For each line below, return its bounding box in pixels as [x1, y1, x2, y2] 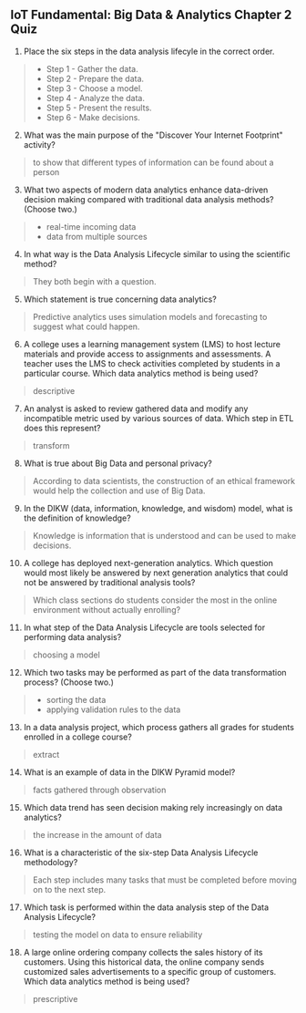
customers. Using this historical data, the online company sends [23, 956, 265, 967]
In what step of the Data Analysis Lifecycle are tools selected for [23, 622, 266, 633]
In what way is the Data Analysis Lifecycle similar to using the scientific [23, 248, 291, 259]
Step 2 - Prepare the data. [46, 73, 145, 84]
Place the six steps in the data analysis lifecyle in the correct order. [23, 46, 275, 57]
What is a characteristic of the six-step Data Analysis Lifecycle [23, 847, 259, 858]
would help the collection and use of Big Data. [32, 485, 206, 496]
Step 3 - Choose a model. [46, 82, 144, 94]
